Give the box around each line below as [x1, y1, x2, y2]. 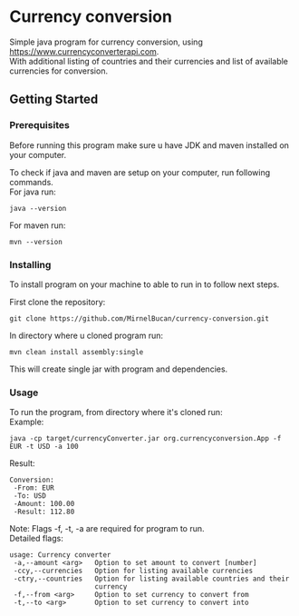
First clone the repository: [9, 296, 106, 307]
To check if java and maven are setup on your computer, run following [9, 166, 271, 178]
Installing [9, 258, 52, 271]
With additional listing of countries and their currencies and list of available [9, 55, 288, 66]
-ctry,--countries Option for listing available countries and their [13, 574, 290, 583]
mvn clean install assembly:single [9, 347, 144, 356]
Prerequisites [9, 119, 70, 132]
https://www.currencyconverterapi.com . [9, 45, 159, 56]
